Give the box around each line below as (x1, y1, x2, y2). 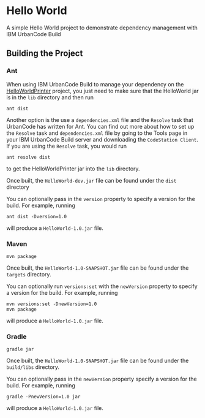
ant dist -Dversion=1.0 (6, 213, 67, 219)
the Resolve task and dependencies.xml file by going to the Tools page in (6, 129, 188, 137)
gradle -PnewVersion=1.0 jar (6, 393, 81, 400)
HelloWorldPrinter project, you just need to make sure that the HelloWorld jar (6, 87, 199, 94)
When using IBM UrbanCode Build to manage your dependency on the (6, 80, 184, 88)
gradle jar (6, 346, 34, 352)
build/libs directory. (6, 363, 60, 371)
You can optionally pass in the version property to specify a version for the (6, 195, 196, 202)
